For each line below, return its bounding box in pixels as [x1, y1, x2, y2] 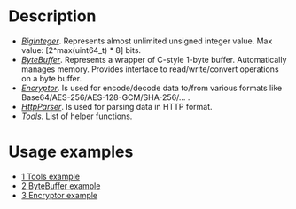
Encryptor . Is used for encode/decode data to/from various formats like [20, 82, 283, 93]
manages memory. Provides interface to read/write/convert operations [20, 64, 280, 74]
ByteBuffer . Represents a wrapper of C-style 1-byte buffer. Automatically [20, 54, 287, 65]
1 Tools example [20, 171, 81, 182]
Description [8, 6, 97, 27]
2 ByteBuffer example [20, 180, 101, 191]
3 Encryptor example [20, 190, 98, 200]
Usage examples [8, 142, 134, 162]
